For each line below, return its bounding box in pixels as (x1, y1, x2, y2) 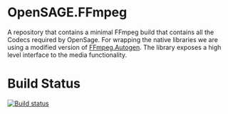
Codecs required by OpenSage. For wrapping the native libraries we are (7, 35, 219, 43)
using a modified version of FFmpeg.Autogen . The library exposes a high (7, 43, 222, 51)
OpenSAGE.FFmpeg (7, 4, 128, 21)
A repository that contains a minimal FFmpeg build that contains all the (7, 28, 214, 36)
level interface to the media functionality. (7, 51, 128, 59)
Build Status (7, 76, 81, 92)
